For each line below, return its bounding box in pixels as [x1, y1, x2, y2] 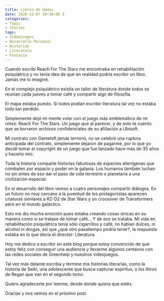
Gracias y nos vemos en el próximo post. [5, 290, 87, 297]
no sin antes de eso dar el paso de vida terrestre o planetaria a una [5, 171, 141, 177]
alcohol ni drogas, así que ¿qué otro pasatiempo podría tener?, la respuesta [5, 226, 158, 232]
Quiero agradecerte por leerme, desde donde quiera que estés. [5, 281, 133, 287]
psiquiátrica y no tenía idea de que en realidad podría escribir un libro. [5, 72, 147, 77]
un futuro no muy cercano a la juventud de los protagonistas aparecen [5, 191, 147, 197]
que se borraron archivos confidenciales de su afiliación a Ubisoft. [5, 126, 139, 132]
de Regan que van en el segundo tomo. [5, 272, 85, 277]
